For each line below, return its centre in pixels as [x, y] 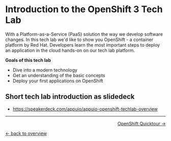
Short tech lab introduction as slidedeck [70, 97]
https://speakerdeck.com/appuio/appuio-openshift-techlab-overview [85, 109]
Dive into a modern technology [45, 70]
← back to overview [26, 133]
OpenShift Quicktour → [141, 123]
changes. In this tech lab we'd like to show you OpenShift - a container [79, 40]
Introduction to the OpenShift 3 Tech [84, 9]
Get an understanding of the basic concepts [59, 75]
